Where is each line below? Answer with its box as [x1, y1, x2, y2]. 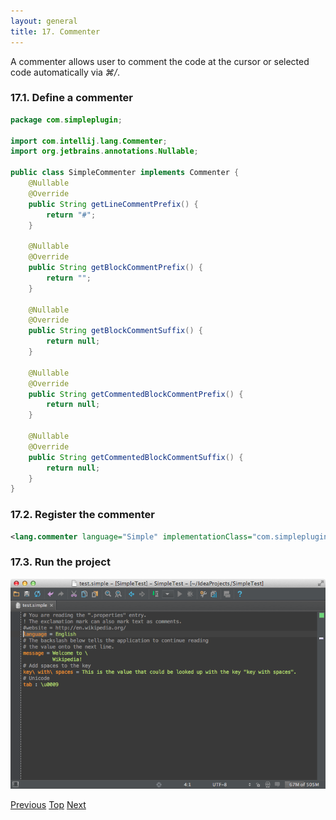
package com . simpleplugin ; [10, 115, 123, 125]
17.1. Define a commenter [10, 91, 133, 105]
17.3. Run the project [10, 555, 111, 569]
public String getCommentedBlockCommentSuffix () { [28, 452, 244, 462]
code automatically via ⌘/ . [10, 66, 120, 78]
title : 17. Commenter [10, 26, 101, 37]
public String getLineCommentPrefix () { [28, 199, 199, 209]
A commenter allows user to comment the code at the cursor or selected [10, 55, 310, 67]
